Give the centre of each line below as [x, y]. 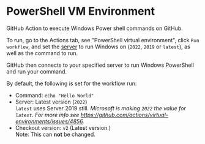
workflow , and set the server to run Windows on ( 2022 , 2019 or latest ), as [99, 47]
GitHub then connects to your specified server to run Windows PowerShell [100, 65]
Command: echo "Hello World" [54, 95]
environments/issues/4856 [49, 121]
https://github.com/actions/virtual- [124, 115]
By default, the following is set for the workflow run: [72, 83]
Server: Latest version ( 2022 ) [51, 102]
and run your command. [37, 71]
